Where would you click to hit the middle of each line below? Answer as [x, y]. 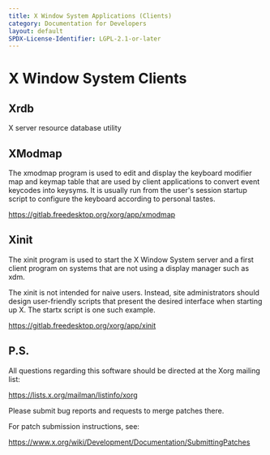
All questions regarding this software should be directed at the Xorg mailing [135, 371]
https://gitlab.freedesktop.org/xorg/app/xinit [82, 325]
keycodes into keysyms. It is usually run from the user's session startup [128, 191]
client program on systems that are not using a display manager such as [129, 268]
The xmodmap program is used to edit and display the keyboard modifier [131, 173]
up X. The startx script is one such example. [82, 310]
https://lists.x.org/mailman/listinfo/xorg [73, 395]
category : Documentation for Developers [78, 24]
